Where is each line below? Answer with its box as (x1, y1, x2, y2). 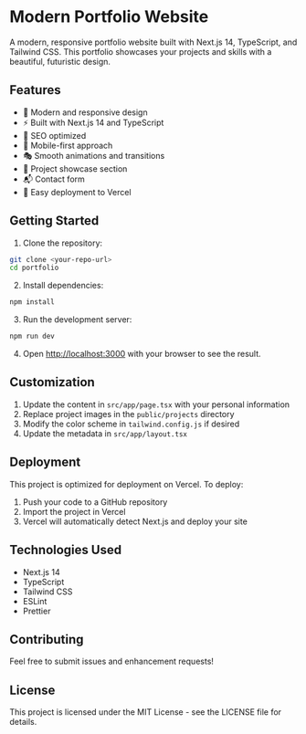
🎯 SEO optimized (22, 130, 87, 141)
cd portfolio (9, 263, 59, 273)
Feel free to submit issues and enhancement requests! (9, 655, 215, 667)
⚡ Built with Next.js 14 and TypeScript (22, 117, 164, 128)
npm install (9, 298, 55, 307)
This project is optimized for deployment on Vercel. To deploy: (9, 478, 244, 489)
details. (9, 717, 37, 728)
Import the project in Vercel (22, 506, 126, 517)
